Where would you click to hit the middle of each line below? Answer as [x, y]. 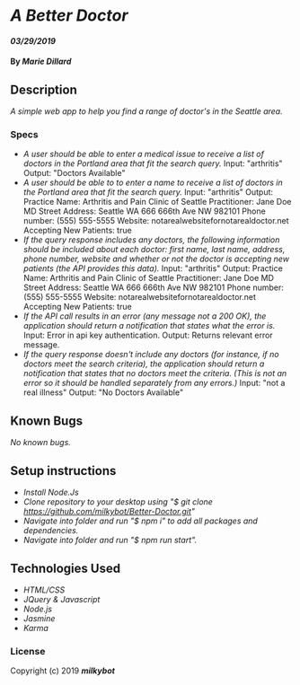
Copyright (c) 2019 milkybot [63, 671]
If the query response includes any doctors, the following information [151, 240]
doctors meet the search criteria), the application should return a [144, 364]
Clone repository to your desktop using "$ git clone [118, 502]
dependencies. [51, 531]
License [28, 651]
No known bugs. [40, 443]
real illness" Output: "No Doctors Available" [103, 392]
